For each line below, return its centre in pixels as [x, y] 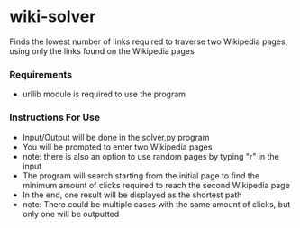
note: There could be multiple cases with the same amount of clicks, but [156, 204]
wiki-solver [53, 17]
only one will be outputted [71, 214]
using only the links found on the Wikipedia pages [102, 50]
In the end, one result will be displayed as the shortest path [132, 195]
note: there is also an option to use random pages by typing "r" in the [150, 156]
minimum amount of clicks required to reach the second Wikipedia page [156, 185]
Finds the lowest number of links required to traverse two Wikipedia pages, [149, 41]
